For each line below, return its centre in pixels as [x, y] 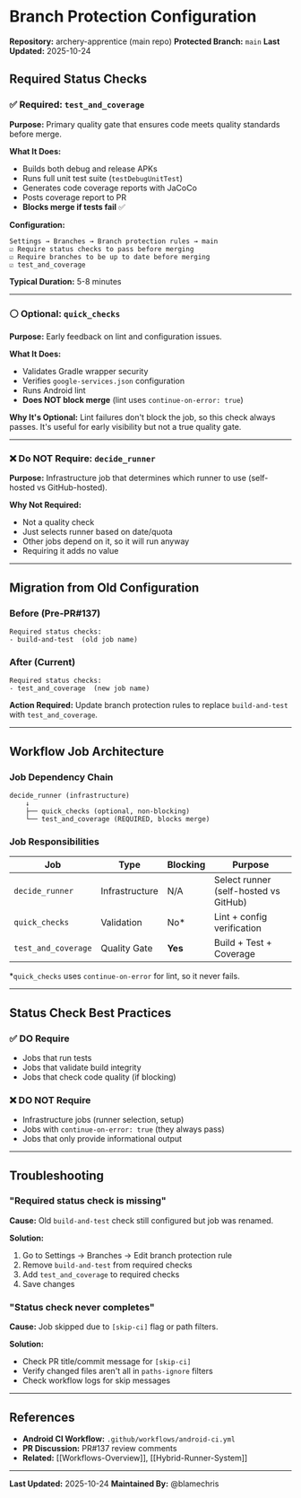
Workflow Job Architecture [87, 751]
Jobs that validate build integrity [82, 1067]
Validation [122, 923]
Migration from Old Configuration [104, 587]
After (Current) [43, 661]
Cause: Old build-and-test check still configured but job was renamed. [142, 1220]
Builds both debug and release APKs [90, 169]
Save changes [48, 1283]
